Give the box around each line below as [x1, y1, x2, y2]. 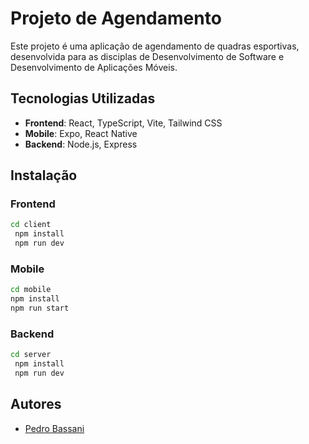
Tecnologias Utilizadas [10, 90, 156, 107]
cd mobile [10, 285, 52, 295]
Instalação [10, 167, 78, 184]
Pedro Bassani [24, 422, 85, 434]
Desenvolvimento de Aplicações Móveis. [10, 61, 178, 73]
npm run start [10, 303, 70, 314]
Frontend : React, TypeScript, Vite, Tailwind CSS [24, 117, 223, 129]
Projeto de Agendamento [10, 7, 222, 30]
